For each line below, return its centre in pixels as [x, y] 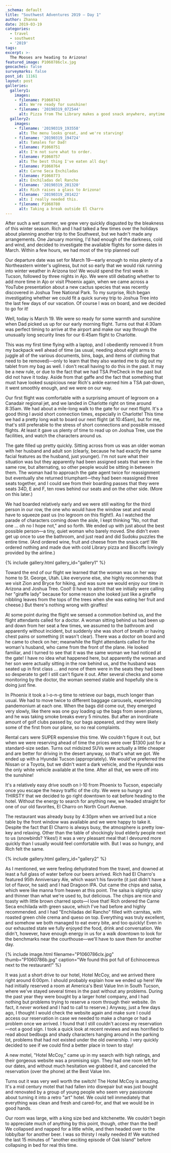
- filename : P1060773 [37, 176]
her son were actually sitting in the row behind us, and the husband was [81, 664]
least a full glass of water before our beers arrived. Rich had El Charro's [80, 874]
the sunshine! [20, 775]
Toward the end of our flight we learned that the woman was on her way [81, 573]
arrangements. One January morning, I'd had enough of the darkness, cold [84, 239]
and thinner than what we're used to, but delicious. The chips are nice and [83, 896]
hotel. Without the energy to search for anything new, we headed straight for [85, 801]
